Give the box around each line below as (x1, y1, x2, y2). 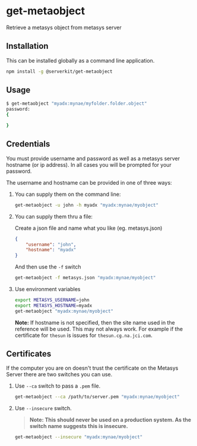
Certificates (6, 349, 52, 359)
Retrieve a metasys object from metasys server (6, 24, 122, 31)
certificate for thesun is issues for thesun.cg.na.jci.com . (14, 332, 153, 339)
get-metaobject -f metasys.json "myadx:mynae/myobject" (14, 275, 156, 281)
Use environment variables (14, 286, 81, 292)
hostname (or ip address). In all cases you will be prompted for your (6, 161, 172, 168)
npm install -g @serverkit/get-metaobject (6, 68, 113, 74)
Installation (6, 41, 49, 51)
